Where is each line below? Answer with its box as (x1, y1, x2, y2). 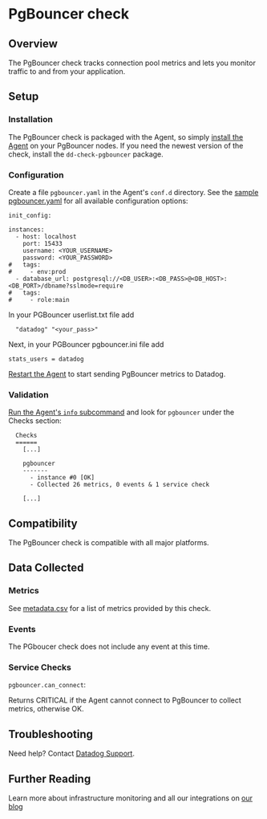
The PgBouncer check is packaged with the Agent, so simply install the (8, 132, 244, 141)
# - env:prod (8, 267, 67, 275)
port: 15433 (22, 239, 63, 247)
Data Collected (8, 561, 84, 575)
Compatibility (8, 516, 78, 530)
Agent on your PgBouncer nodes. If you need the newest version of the (8, 141, 244, 150)
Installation (8, 114, 54, 125)
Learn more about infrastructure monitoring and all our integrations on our (8, 793, 253, 803)
